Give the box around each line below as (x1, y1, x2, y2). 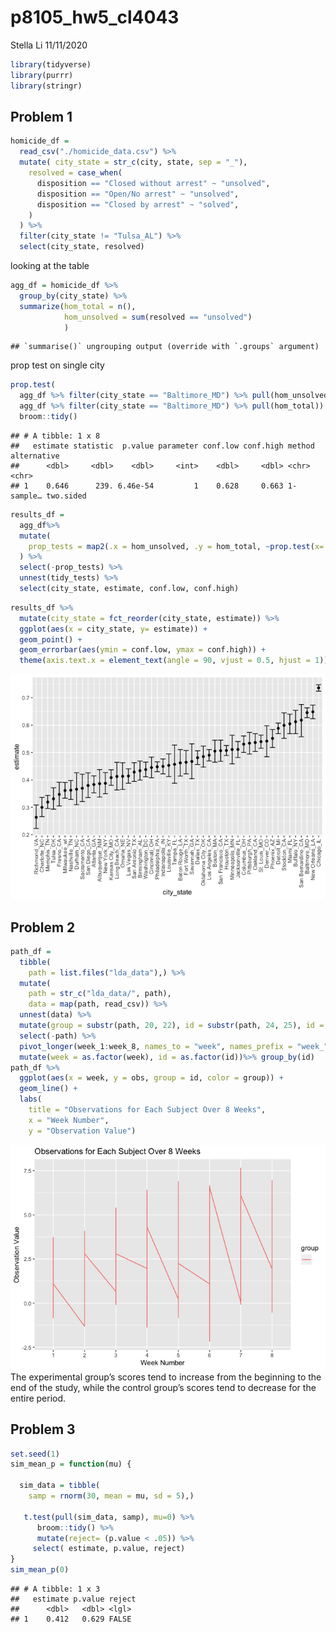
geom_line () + (19, 1084, 78, 1094)
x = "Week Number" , (28, 1115, 110, 1125)
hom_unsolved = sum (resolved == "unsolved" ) (63, 312, 253, 322)
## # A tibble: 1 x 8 (10, 431, 101, 441)
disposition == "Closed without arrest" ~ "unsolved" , (36, 178, 271, 188)
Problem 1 (10, 108, 73, 125)
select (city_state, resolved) (19, 242, 145, 252)
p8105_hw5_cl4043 (10, 6, 180, 29)
